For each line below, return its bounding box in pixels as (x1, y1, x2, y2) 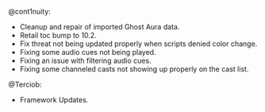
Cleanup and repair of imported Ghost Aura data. (19, 22, 180, 31)
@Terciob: (8, 79, 42, 89)
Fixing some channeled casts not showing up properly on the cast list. (19, 64, 249, 74)
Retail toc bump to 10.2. (19, 31, 97, 40)
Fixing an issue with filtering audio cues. (19, 56, 152, 65)
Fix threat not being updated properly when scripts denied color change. (19, 39, 258, 48)
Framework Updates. (19, 95, 89, 104)
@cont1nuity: (8, 7, 52, 16)
